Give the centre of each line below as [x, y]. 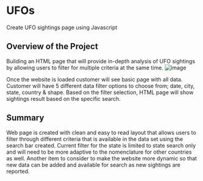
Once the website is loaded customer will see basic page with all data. [94, 79]
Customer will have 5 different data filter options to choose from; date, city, [101, 86]
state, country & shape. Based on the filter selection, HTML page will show [100, 92]
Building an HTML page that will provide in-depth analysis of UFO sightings [101, 61]
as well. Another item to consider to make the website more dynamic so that [101, 158]
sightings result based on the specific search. [63, 98]
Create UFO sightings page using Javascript [62, 27]
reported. [18, 171]
